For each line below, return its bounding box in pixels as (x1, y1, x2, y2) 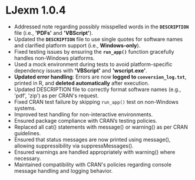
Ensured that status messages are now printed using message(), (14, 136, 171, 143)
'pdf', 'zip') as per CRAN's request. (14, 92, 99, 99)
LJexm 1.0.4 (5, 4, 66, 17)
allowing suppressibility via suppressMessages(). (14, 142, 134, 149)
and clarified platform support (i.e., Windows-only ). (14, 42, 141, 49)
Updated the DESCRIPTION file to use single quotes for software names (14, 35, 183, 42)
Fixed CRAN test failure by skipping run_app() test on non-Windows (14, 98, 179, 105)
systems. (14, 104, 37, 112)
